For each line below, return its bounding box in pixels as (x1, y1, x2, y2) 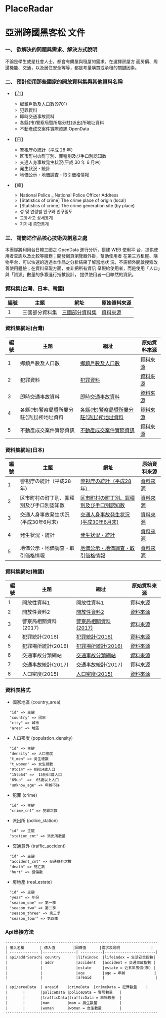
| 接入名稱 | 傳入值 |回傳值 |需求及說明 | (5, 946, 154, 951)
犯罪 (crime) (12, 792, 38, 798)
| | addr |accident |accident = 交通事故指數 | (5, 960, 156, 965)
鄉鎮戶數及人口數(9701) (19, 101, 68, 107)
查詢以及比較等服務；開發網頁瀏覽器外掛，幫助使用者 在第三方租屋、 (13, 253, 154, 259)
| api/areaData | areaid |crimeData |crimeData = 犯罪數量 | (5, 985, 148, 990)
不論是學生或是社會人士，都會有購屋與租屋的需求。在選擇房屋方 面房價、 (5, 58, 154, 64)
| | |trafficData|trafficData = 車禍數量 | (5, 995, 122, 1000)
